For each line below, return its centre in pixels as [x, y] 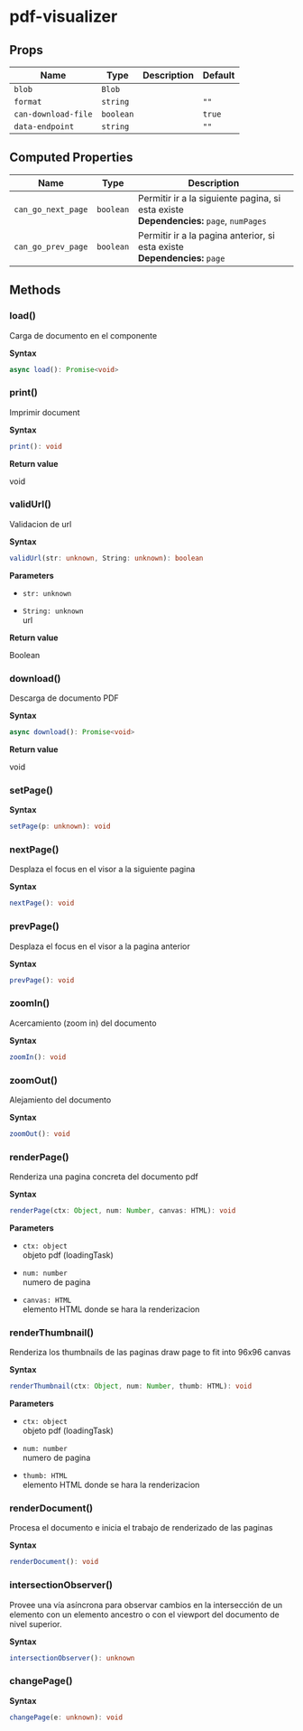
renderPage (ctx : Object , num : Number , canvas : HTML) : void [123, 1211]
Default [219, 75]
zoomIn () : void [38, 1057]
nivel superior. [36, 1624]
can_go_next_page [51, 209]
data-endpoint [44, 127]
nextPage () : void [42, 903]
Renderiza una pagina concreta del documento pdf [104, 1177]
